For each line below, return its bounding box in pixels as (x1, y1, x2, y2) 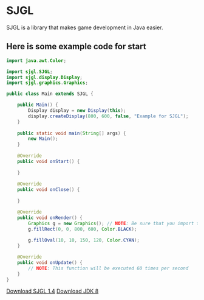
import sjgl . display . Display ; (6, 74, 83, 80)
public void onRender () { (17, 214, 83, 221)
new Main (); (28, 136, 59, 142)
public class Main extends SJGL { (6, 91, 94, 97)
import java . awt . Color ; (6, 57, 67, 64)
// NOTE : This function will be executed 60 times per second (28, 265, 189, 271)
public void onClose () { (17, 187, 80, 193)
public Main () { (17, 102, 59, 108)
